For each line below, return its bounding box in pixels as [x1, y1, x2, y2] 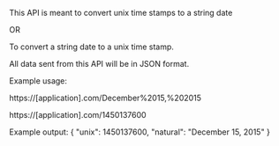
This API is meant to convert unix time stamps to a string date [9, 8, 233, 18]
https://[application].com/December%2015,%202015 [9, 92, 201, 103]
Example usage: [9, 76, 68, 86]
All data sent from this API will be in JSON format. [9, 59, 190, 69]
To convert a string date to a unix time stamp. [9, 41, 175, 52]
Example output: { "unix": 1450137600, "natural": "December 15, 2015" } [9, 127, 271, 137]
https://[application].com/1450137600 [9, 110, 147, 120]
